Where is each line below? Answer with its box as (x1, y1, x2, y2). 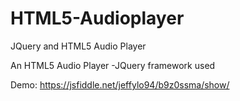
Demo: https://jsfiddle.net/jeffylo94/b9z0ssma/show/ (10, 78, 230, 91)
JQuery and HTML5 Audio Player (10, 40, 147, 52)
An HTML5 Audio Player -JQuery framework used (10, 59, 216, 71)
